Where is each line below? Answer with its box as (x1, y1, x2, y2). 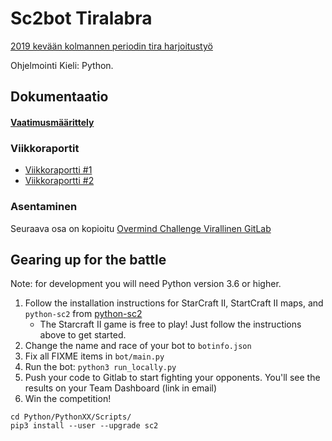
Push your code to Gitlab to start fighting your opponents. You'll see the (24, 372, 321, 384)
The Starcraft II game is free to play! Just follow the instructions (39, 318, 302, 331)
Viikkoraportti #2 (24, 175, 95, 187)
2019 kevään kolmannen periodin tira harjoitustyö (10, 40, 213, 52)
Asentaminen (10, 200, 78, 214)
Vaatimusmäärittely (10, 116, 95, 128)
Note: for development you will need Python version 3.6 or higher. (10, 278, 282, 290)
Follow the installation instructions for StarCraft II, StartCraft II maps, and (24, 297, 324, 309)
